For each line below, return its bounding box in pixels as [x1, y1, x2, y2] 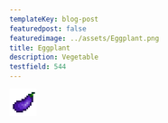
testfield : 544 [9, 62, 67, 71]
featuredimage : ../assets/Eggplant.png [9, 33, 160, 43]
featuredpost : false [9, 24, 88, 33]
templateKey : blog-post [9, 14, 99, 24]
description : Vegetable [9, 52, 99, 62]
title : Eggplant [9, 43, 70, 52]
